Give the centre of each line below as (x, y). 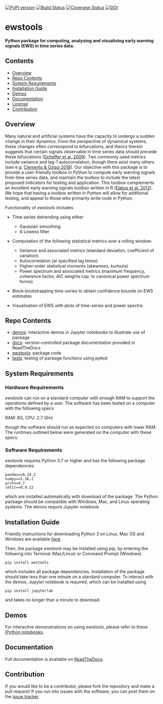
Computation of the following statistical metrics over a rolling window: (82, 241)
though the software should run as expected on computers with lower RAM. (81, 427)
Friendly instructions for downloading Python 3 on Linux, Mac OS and (75, 534)
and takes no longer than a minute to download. (53, 600)
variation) (29, 255)
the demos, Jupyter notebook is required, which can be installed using (76, 582)
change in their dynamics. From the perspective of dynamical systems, (76, 141)
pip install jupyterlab (29, 591)
